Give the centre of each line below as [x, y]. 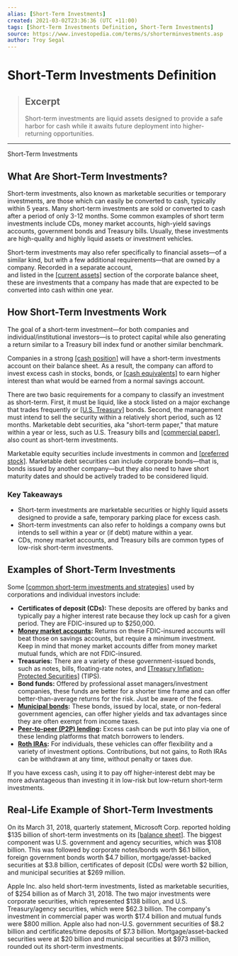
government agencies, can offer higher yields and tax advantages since [122, 713]
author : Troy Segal [36, 40]
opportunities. [73, 134]
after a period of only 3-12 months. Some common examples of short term [116, 216]
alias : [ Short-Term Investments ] [57, 14]
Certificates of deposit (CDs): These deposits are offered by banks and [123, 608]
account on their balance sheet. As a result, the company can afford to [110, 365]
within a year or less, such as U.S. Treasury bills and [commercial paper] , [114, 432]
